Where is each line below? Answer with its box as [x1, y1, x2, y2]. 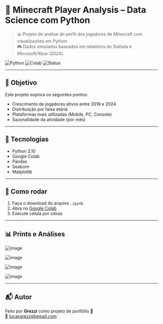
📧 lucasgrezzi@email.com [5, 313, 57, 319]
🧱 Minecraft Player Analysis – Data [5, 4, 147, 16]
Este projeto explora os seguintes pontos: [5, 91, 88, 97]
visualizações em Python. [16, 38, 68, 44]
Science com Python [5, 15, 90, 26]
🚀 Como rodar [5, 187, 48, 196]
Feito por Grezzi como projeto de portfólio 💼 [5, 308, 94, 314]
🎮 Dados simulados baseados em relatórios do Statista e [16, 43, 132, 49]
